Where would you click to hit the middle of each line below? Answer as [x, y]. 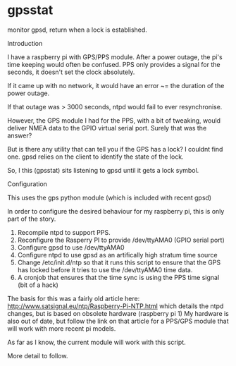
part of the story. [32, 219]
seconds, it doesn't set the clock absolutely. [71, 72]
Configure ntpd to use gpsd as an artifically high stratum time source [117, 255]
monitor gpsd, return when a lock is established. [77, 30]
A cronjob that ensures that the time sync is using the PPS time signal [118, 277]
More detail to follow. [38, 355]
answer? [20, 135]
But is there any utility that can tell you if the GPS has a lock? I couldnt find [115, 149]
